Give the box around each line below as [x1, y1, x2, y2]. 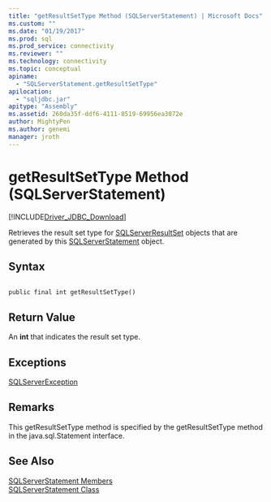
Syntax [8, 259, 45, 273]
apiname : [8, 72, 38, 80]
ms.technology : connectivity [8, 58, 107, 66]
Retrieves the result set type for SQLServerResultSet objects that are [8, 227, 238, 237]
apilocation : [8, 87, 53, 96]
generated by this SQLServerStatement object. [8, 236, 165, 246]
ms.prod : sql [8, 34, 53, 43]
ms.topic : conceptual [8, 65, 82, 73]
